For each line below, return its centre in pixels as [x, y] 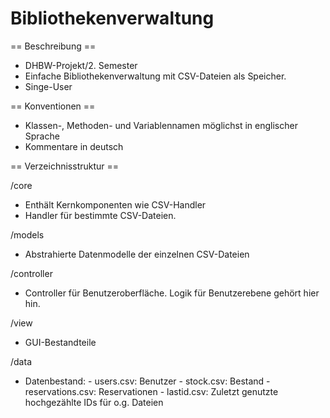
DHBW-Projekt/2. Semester [81, 65]
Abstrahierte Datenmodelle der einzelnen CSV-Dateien [137, 254]
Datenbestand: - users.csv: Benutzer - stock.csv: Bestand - [147, 381]
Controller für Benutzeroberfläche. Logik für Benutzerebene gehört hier [172, 293]
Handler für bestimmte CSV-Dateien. [100, 215]
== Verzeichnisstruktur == [65, 166]
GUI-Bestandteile [60, 342]
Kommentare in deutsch [74, 146]
